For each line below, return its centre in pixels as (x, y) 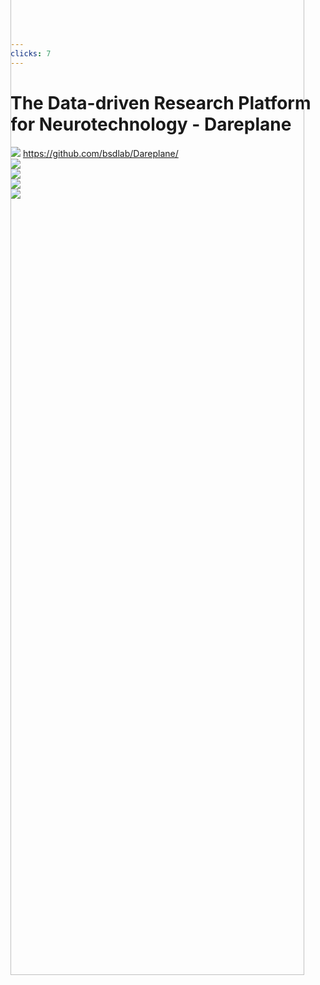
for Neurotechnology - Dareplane (151, 124)
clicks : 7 (31, 53)
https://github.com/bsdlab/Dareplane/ (100, 153)
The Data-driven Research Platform (161, 102)
